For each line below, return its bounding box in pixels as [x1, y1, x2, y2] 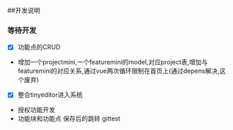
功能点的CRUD [17, 43, 61, 52]
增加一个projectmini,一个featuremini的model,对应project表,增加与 [17, 58, 208, 66]
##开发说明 [7, 6, 40, 14]
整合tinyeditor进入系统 [17, 90, 83, 99]
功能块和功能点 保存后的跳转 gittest [17, 114, 120, 123]
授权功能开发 [17, 105, 55, 114]
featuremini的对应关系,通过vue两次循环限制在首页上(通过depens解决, [17, 66, 220, 76]
